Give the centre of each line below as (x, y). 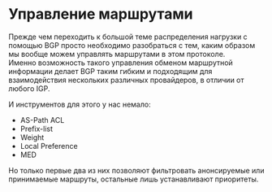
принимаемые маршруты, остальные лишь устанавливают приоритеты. (134, 179)
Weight (32, 137)
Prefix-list (37, 129)
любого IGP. (29, 88)
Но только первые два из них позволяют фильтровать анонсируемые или (136, 170)
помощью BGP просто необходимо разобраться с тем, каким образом (132, 45)
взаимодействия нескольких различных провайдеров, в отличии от (127, 80)
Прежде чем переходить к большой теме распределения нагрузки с (128, 37)
